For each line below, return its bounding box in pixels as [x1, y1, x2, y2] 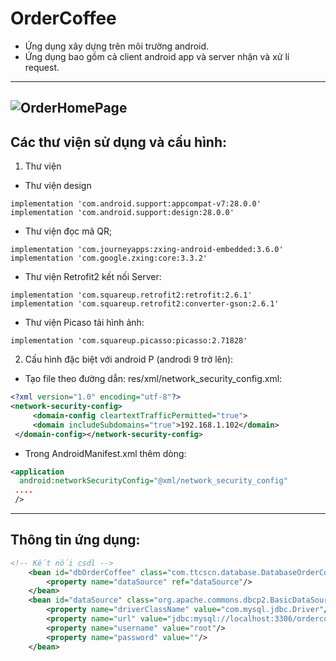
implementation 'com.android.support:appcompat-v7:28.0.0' [10, 199, 262, 209]
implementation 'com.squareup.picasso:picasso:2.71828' [10, 336, 248, 346]
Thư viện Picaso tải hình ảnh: [24, 317, 145, 329]
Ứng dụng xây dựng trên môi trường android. [24, 40, 210, 52]
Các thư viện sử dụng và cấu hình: [10, 133, 228, 151]
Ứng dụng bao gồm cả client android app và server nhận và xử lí [24, 50, 290, 62]
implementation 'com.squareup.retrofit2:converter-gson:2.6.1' [10, 299, 280, 309]
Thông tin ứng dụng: [10, 532, 141, 549]
